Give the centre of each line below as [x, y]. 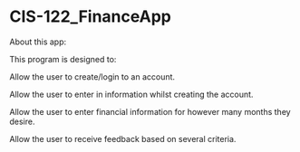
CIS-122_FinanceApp [91, 17]
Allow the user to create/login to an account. [92, 76]
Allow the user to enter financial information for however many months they [150, 111]
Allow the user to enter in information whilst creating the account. [131, 94]
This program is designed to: [63, 59]
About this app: [38, 42]
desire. [22, 121]
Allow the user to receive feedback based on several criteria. [123, 138]
